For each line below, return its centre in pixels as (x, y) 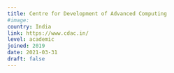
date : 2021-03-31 (32, 53)
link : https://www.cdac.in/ (48, 33)
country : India (29, 26)
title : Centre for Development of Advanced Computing (87, 14)
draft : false (26, 59)
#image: (19, 20)
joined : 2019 (26, 46)
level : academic (31, 40)
